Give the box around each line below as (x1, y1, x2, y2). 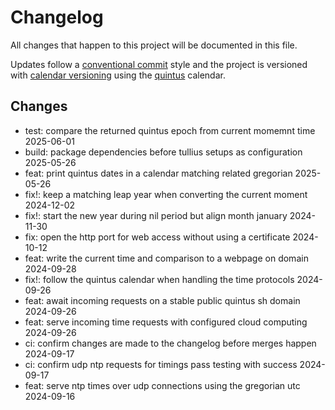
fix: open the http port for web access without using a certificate (24, 231, 291, 243)
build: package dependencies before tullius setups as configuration (24, 146, 303, 158)
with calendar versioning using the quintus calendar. (10, 69, 226, 81)
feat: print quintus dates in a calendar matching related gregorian (24, 167, 293, 179)
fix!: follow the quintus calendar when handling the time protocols (24, 273, 295, 285)
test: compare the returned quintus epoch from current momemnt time (24, 124, 316, 136)
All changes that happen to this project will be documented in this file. (10, 39, 298, 51)
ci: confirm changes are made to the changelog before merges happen (24, 337, 317, 349)
